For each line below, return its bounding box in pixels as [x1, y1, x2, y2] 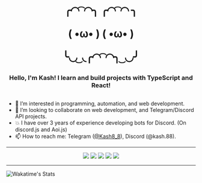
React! [91, 81, 111, 90]
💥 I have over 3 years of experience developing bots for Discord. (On [14, 119, 186, 126]
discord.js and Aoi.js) [14, 126, 67, 133]
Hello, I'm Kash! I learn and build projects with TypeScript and [8, 73, 194, 82]
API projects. [14, 113, 47, 120]
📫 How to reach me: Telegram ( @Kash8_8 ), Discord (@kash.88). [14, 132, 176, 140]
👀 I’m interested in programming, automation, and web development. [14, 100, 185, 107]
